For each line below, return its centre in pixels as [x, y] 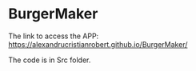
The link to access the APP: [54, 36]
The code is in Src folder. [50, 60]
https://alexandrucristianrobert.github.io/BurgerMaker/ [98, 44]
